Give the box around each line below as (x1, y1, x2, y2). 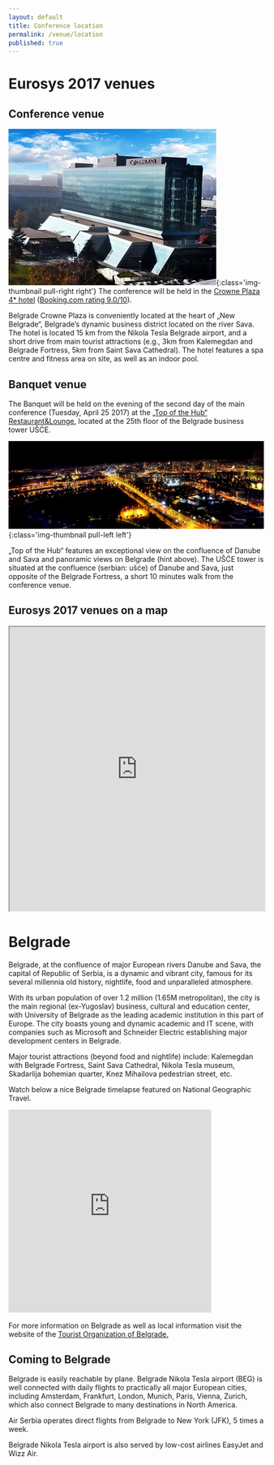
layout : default (8, 13, 63, 21)
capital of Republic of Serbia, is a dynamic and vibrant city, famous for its (8, 968, 253, 978)
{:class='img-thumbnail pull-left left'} (8, 529, 132, 539)
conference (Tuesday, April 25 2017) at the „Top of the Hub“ (8, 408, 208, 417)
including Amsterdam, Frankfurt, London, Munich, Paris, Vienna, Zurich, (8, 1391, 248, 1401)
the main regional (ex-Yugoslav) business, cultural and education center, (8, 1001, 250, 1011)
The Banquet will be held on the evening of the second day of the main (8, 399, 245, 409)
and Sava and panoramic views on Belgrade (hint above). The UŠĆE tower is (8, 554, 264, 564)
